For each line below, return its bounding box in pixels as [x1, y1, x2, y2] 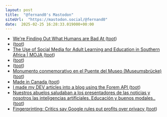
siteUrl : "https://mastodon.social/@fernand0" [5, 17, 108, 22]
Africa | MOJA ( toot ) [12, 52, 55, 58]
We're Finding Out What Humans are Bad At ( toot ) [12, 36, 117, 42]
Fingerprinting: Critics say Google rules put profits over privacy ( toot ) [12, 106, 157, 112]
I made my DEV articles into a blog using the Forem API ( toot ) [12, 84, 141, 91]
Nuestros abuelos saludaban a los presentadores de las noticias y [12, 90, 151, 96]
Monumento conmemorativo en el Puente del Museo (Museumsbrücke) [12, 68, 162, 74]
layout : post [5, 7, 33, 13]
